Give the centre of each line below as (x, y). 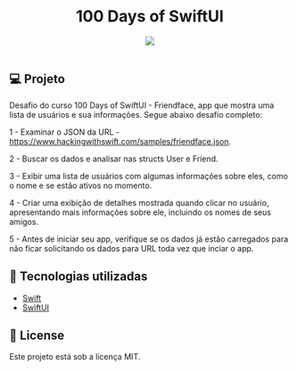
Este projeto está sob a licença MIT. (75, 357)
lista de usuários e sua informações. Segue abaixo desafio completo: (136, 114)
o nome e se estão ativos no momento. (81, 185)
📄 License (37, 335)
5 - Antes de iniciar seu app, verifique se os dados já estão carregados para (149, 239)
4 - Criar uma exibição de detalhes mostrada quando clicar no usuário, (139, 202)
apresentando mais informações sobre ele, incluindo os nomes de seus (140, 212)
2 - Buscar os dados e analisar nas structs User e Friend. (114, 159)
